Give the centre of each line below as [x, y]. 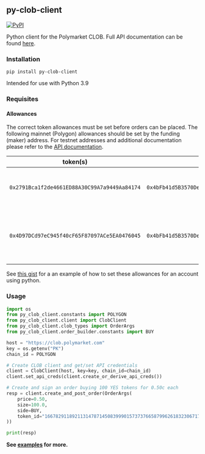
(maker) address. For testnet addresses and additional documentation [94, 140]
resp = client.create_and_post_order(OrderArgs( [69, 394]
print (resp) [21, 433]
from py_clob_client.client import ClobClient [67, 320]
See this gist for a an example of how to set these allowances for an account [103, 274]
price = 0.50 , [32, 399]
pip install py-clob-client [42, 72]
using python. [23, 281]
